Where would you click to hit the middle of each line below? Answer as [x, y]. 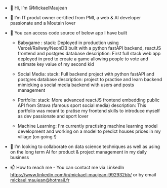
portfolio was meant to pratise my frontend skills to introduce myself [89, 111]
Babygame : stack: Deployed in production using [68, 43]
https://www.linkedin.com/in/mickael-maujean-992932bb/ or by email [83, 175]
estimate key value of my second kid [56, 64]
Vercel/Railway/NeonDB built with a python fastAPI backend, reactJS [89, 48]
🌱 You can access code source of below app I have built [69, 33]
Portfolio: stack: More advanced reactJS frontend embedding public [89, 100]
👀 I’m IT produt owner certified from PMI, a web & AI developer [75, 17]
